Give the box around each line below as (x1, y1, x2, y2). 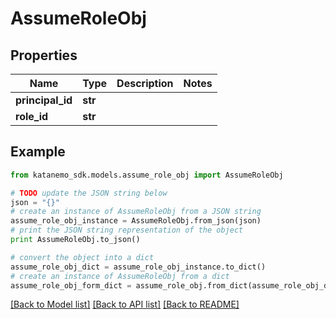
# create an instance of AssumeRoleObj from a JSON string (10, 207, 262, 217)
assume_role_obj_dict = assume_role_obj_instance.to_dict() (10, 262, 267, 272)
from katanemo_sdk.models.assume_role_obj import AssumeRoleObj (10, 170, 284, 180)
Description (116, 77, 174, 90)
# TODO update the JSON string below (10, 188, 168, 198)
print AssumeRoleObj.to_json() (10, 235, 141, 245)
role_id (15, 110, 49, 123)
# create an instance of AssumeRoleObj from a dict (10, 271, 230, 281)
